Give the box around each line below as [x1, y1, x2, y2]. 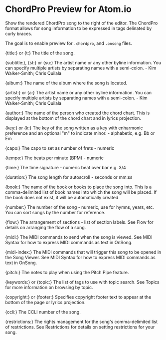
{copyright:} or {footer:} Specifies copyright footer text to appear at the [5, 294, 152, 300]
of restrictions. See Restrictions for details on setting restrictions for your [5, 324, 155, 330]
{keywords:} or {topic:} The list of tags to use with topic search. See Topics [5, 279, 160, 285]
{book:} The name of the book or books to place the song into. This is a [5, 184, 152, 190]
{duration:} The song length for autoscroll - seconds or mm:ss [5, 174, 133, 180]
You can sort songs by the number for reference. [5, 209, 106, 215]
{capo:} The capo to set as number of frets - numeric [5, 145, 115, 151]
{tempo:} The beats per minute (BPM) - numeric [5, 155, 104, 161]
